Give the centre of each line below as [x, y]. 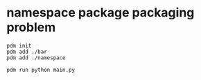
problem [31, 27]
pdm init [19, 46]
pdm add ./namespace [36, 58]
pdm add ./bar [27, 52]
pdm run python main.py [41, 70]
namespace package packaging [101, 13]
